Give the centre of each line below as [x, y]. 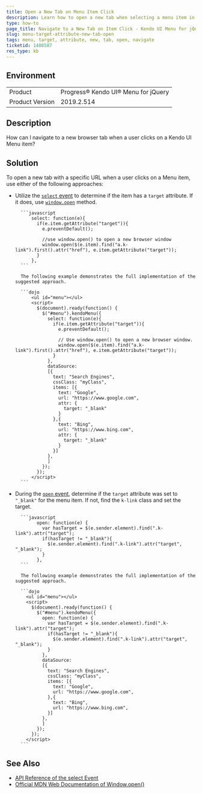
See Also [23, 764]
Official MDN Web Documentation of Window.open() [80, 784]
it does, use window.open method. [56, 202]
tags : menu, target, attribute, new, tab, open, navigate [80, 40]
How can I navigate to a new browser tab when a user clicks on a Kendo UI [99, 138]
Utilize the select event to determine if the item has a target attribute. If [104, 196]
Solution [22, 163]
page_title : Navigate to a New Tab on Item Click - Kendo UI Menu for [96, 29]
